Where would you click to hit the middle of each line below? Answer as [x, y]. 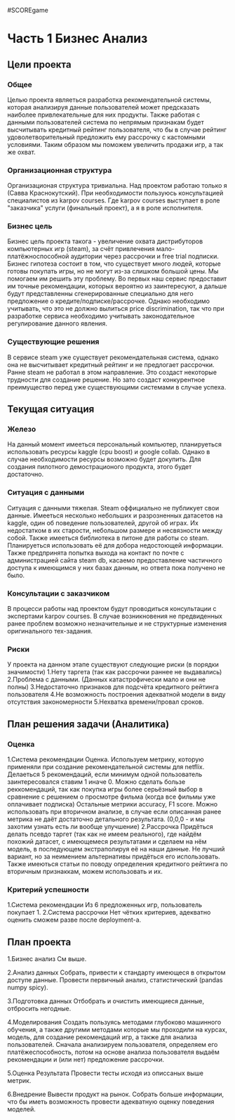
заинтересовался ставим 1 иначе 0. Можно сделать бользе [96, 782]
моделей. [22, 1109]
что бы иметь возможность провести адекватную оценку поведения [111, 1102]
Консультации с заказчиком [59, 593]
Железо [22, 430]
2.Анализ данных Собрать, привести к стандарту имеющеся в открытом [116, 972]
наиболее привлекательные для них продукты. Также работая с [104, 115]
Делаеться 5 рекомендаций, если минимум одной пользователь [105, 774]
